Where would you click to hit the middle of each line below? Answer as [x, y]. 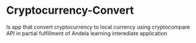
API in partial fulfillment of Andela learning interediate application [87, 33]
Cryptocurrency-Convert [70, 10]
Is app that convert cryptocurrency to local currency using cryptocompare [98, 27]
